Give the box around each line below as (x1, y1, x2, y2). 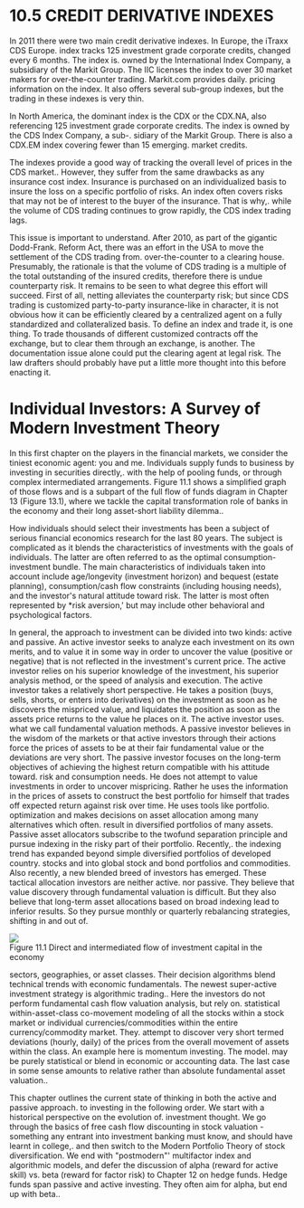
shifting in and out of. (9, 915, 89, 926)
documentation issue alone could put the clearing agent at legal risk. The (9, 347, 282, 358)
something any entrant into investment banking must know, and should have (9, 1130, 293, 1141)
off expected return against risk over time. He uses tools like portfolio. (9, 800, 270, 811)
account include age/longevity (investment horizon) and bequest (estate (9, 571, 279, 582)
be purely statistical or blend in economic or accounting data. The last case (9, 1055, 290, 1066)
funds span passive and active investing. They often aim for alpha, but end (9, 1178, 288, 1190)
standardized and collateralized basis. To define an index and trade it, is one (9, 319, 294, 329)
